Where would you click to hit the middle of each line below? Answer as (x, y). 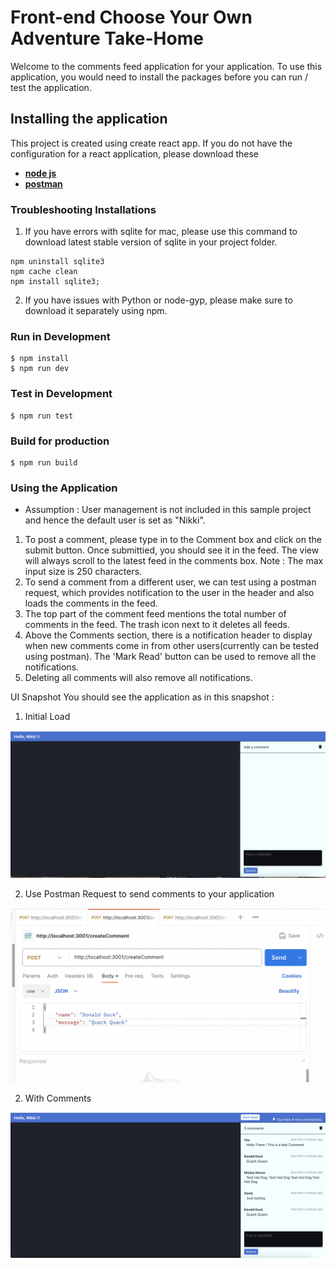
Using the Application (64, 488)
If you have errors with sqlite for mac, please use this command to (161, 232)
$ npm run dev (40, 369)
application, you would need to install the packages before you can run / (159, 77)
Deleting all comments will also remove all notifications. (138, 678)
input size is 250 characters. (83, 572)
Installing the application (89, 119)
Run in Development (60, 336)
